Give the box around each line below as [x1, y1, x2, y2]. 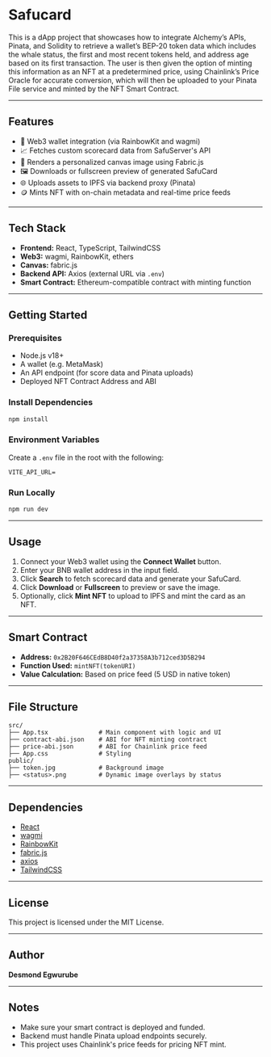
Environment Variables [8, 434, 100, 445]
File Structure [8, 700, 78, 714]
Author [8, 948, 44, 962]
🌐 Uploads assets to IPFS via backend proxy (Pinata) [19, 178, 196, 187]
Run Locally [8, 486, 56, 498]
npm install [8, 415, 48, 423]
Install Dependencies [8, 397, 94, 408]
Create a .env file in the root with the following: [8, 453, 164, 462]
